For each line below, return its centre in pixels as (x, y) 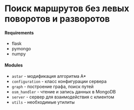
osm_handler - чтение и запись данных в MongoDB (64, 91)
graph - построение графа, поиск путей (53, 87)
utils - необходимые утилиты (43, 102)
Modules (14, 65)
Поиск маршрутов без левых (67, 9)
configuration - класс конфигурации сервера (59, 81)
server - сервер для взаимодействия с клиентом (63, 97)
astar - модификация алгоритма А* (49, 76)
